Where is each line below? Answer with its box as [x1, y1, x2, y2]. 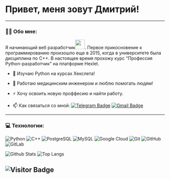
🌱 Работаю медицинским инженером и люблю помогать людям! [12, 80, 153, 87]
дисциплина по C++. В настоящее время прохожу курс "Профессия [5, 55, 153, 61]
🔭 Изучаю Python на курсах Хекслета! [12, 70, 95, 77]
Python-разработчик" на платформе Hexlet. [5, 61, 100, 67]
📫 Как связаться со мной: [12, 102, 70, 109]
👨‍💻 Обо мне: [5, 28, 37, 35]
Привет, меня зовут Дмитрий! [5, 4, 140, 15]
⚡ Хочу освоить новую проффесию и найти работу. [12, 90, 124, 97]
